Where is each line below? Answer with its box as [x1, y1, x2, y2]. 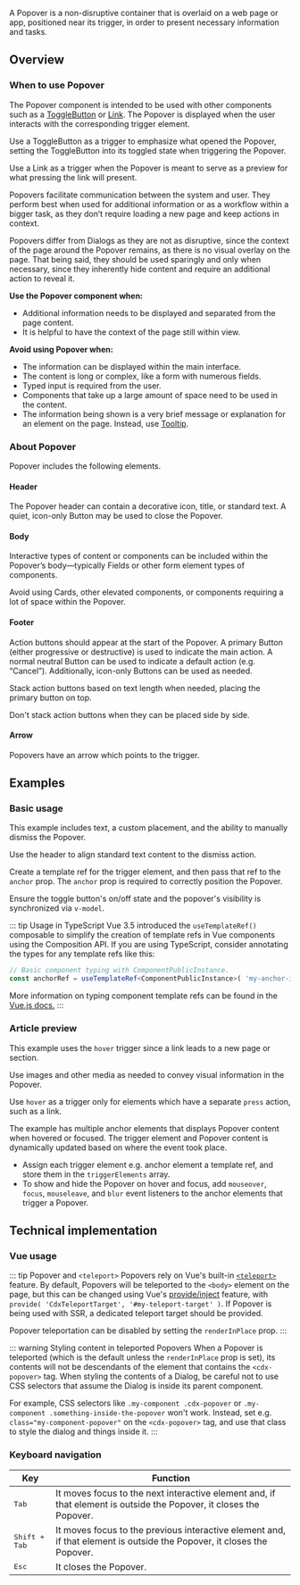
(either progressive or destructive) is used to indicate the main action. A [9, 647, 273, 657]
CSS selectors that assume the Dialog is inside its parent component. [9, 1381, 263, 1391]
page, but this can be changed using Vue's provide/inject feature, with [9, 1289, 269, 1300]
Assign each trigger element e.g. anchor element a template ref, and [21, 1159, 274, 1170]
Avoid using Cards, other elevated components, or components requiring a [9, 587, 284, 597]
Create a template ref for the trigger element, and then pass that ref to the [9, 866, 281, 878]
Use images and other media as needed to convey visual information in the [9, 1069, 285, 1080]
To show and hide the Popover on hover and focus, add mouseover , [21, 1178, 267, 1189]
